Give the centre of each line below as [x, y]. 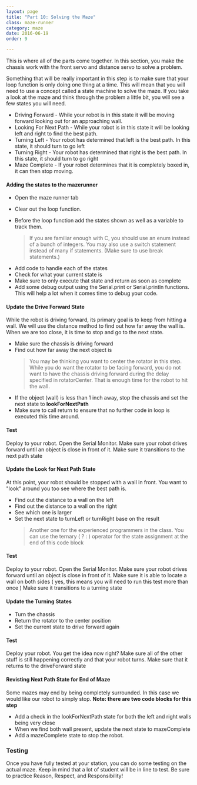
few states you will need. [36, 103]
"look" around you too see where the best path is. [66, 488]
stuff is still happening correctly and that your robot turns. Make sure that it [97, 660]
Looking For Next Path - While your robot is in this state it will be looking [102, 127]
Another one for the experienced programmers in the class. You [106, 530]
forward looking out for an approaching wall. [68, 121]
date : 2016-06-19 [27, 34]
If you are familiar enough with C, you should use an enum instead [109, 238]
